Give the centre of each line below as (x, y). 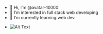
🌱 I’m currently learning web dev (42, 17)
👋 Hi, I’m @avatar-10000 (34, 7)
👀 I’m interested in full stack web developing (54, 12)
